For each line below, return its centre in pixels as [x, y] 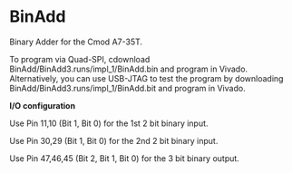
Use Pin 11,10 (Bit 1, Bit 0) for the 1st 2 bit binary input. [109, 123]
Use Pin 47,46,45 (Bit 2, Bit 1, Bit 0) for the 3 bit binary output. [125, 158]
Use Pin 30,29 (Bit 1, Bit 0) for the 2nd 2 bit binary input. [114, 140]
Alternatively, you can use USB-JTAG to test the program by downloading [146, 78]
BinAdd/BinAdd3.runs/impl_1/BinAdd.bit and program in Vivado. [128, 88]
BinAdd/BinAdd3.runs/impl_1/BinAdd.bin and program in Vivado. [128, 69]
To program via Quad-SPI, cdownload [80, 59]
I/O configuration [42, 105]
